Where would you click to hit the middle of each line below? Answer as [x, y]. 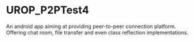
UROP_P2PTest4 [48, 10]
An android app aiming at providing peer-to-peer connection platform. [91, 26]
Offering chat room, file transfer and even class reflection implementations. [97, 32]
